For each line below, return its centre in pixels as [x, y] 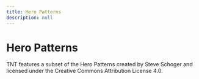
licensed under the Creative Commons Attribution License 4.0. [85, 71]
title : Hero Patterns [34, 12]
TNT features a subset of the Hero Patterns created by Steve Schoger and [100, 64]
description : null [30, 18]
